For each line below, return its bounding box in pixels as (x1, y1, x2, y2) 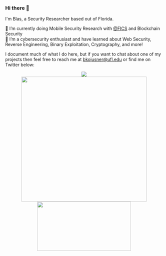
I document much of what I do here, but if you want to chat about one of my (5, 51, 161, 57)
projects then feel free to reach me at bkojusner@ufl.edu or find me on (5, 56, 151, 62)
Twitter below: (5, 62, 35, 68)
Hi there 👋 (5, 4, 30, 11)
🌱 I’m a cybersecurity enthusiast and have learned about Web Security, (5, 36, 151, 42)
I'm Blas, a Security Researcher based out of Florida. (5, 16, 114, 22)
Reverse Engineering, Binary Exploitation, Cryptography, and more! (5, 41, 143, 47)
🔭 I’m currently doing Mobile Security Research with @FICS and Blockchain (5, 25, 160, 31)
